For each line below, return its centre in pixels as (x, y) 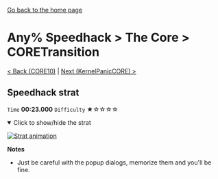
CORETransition (53, 52)
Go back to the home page (45, 10)
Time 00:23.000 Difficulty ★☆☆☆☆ (63, 109)
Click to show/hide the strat (52, 122)
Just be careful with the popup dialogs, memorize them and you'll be (114, 162)
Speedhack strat (43, 93)
